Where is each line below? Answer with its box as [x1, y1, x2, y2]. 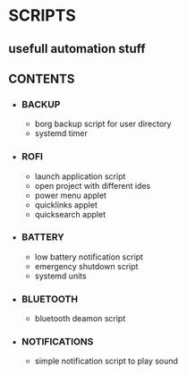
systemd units [34, 270, 87, 281]
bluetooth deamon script [34, 313, 126, 324]
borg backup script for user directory [34, 118, 172, 130]
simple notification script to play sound [34, 355, 178, 367]
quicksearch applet [34, 209, 106, 219]
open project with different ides [34, 180, 151, 191]
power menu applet [34, 190, 106, 200]
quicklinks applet [34, 199, 98, 210]
